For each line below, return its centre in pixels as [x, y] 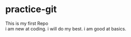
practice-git [31, 9]
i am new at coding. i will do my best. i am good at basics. [66, 28]
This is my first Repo [27, 23]
